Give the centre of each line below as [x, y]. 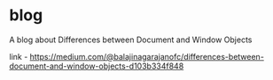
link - [19, 56]
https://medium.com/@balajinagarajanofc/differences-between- [147, 56]
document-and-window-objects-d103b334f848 [97, 66]
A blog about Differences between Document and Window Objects [131, 40]
